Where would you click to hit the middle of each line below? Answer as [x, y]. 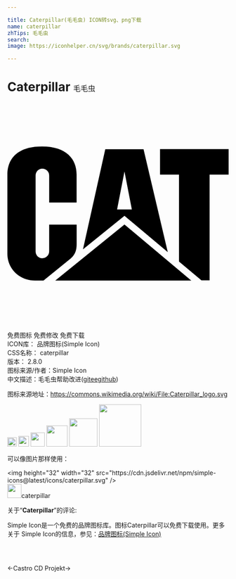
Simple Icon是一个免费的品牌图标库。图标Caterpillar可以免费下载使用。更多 [116, 526]
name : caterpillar [34, 26]
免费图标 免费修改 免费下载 [46, 336]
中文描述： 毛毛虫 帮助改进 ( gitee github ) [63, 379]
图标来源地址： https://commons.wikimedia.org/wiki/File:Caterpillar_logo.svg [118, 394]
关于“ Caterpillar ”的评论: [42, 510]
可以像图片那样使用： [38, 459]
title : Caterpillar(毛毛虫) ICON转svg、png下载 [74, 20]
